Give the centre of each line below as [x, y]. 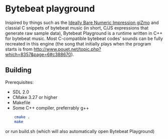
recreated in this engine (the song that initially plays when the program [78, 43]
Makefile [21, 102]
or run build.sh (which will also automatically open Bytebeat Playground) [80, 131]
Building [18, 70]
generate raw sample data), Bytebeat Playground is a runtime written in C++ [84, 33]
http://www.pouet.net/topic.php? [67, 49]
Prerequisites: [20, 82]
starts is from [19, 49]
